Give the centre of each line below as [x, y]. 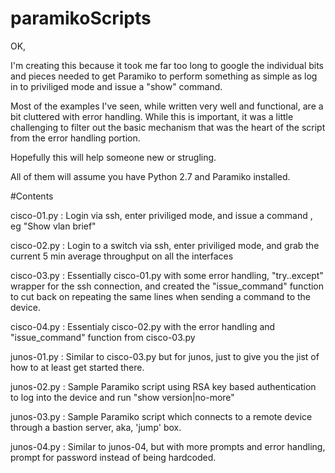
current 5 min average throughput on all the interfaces [122, 256]
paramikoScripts [81, 18]
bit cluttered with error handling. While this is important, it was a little [152, 116]
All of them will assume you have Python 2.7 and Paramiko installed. [150, 176]
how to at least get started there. [77, 367]
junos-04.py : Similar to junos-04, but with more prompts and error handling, [168, 446]
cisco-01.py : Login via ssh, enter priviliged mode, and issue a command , [161, 215]
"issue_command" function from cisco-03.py [103, 337]
